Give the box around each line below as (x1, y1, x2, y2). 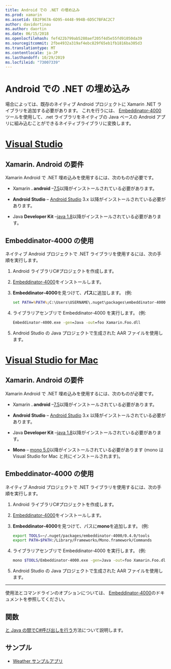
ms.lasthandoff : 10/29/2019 (5, 55, 65, 60)
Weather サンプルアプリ (12, 658, 63, 664)
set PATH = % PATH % (12, 300, 47, 305)
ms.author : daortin (5, 27, 47, 32)
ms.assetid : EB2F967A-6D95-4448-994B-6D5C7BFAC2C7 (5, 17, 115, 22)
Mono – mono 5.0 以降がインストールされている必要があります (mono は (12, 446, 164, 452)
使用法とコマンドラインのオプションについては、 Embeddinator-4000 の (5, 590, 156, 596)
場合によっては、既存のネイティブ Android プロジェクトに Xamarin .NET (5, 101, 156, 107)
